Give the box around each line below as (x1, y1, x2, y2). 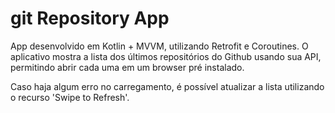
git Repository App (10, 7, 170, 30)
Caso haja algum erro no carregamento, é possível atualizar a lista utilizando (10, 80, 325, 92)
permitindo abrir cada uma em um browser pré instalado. (10, 61, 245, 73)
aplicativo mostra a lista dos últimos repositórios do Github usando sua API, (10, 50, 322, 62)
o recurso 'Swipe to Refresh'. (10, 91, 130, 103)
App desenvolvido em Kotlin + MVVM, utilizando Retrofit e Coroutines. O (10, 40, 309, 52)
